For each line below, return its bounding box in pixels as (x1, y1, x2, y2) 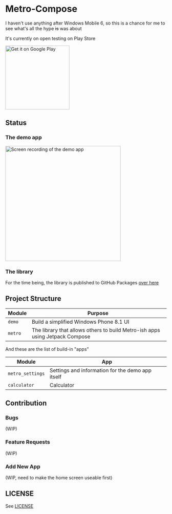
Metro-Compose (5, 3, 78, 15)
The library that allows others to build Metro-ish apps (31, 326, 160, 333)
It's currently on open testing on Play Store (5, 35, 96, 41)
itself (49, 373, 62, 380)
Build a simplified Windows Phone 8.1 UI (31, 318, 130, 325)
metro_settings (8, 370, 45, 376)
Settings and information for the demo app (49, 367, 152, 374)
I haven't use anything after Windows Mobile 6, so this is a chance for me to (5, 20, 165, 26)
